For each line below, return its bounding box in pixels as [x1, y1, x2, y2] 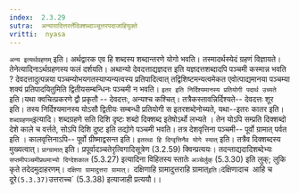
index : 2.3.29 [9, 12, 66, 22]
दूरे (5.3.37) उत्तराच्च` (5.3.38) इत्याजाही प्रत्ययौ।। [9, 174, 162, 185]
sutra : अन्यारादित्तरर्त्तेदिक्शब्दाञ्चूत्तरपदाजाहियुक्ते [9, 21, 138, 30]
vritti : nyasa [9, 29, 66, 38]
